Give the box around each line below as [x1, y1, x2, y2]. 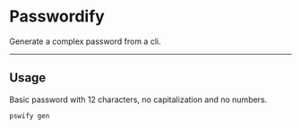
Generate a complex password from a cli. [9, 36, 161, 47]
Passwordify [9, 6, 105, 27]
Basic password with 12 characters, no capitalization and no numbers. [9, 94, 268, 105]
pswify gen [9, 111, 50, 120]
